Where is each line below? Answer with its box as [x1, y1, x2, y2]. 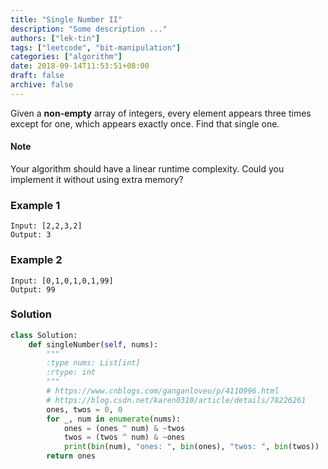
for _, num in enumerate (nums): [46, 414, 182, 424]
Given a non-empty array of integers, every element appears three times [10, 107, 312, 119]
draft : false [10, 71, 65, 81]
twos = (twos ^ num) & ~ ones [63, 432, 186, 443]
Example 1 [10, 198, 61, 212]
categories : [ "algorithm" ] [10, 52, 123, 62]
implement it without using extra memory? [10, 173, 184, 185]
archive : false [10, 80, 74, 90]
